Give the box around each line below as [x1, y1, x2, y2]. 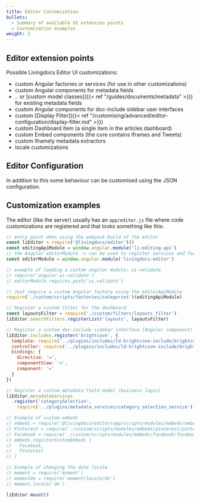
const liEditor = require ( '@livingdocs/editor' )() [6, 240, 135, 246]
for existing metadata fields [14, 99, 82, 106]
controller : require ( [11, 343, 65, 349]
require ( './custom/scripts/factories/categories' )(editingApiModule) [6, 294, 183, 300]
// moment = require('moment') [6, 470, 84, 476]
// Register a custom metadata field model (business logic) [6, 387, 161, 393]
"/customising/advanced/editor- [89, 111, 168, 119]
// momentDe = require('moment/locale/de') [6, 475, 116, 482]
